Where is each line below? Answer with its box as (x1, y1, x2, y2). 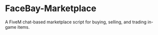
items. (17, 24, 30, 30)
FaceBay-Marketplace (5, 3, 96, 14)
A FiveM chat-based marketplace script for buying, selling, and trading (5, 19, 147, 25)
